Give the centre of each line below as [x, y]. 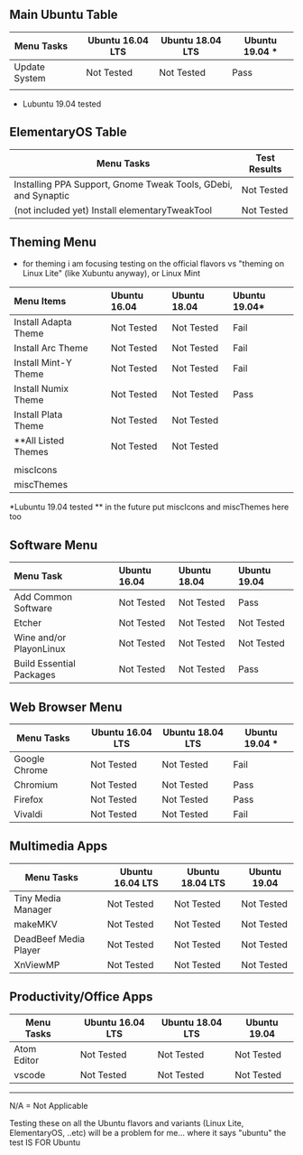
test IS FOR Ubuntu [45, 1142]
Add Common [43, 597]
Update [29, 67]
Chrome [31, 770]
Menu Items [40, 302]
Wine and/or [40, 638]
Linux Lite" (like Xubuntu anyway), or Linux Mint [111, 274]
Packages [35, 675]
